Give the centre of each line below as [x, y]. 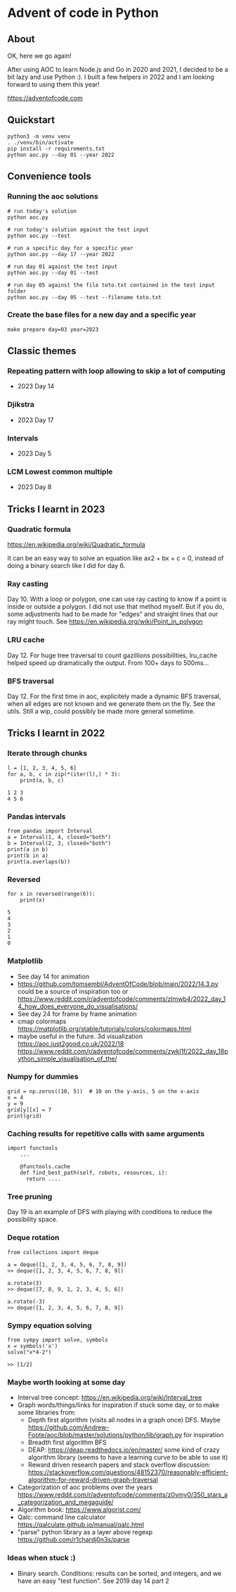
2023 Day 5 [34, 454]
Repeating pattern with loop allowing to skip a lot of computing [117, 371]
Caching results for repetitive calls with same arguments [106, 1133]
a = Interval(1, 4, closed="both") [59, 837]
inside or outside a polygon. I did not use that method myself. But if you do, [116, 607]
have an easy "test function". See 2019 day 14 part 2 [93, 1581]
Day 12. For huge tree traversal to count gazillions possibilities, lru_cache [112, 655]
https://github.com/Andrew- [68, 1427]
